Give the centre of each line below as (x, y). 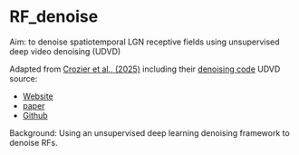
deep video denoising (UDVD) (65, 51)
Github (35, 115)
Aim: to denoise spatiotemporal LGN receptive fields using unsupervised (145, 42)
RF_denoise (54, 17)
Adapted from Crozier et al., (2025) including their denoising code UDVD (145, 69)
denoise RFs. (34, 142)
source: (24, 78)
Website (38, 96)
